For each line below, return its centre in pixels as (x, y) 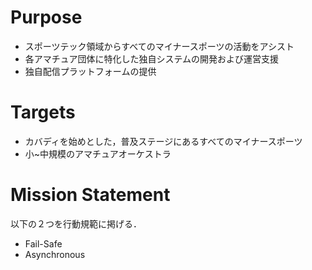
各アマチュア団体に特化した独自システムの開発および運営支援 (152, 58)
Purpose (46, 17)
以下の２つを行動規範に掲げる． (76, 223)
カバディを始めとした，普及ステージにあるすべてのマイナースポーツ (163, 141)
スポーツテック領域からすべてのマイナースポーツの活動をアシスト (159, 46)
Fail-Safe (43, 243)
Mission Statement (90, 195)
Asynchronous (55, 254)
